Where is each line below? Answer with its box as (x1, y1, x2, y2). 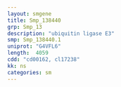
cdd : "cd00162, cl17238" (7, 56, 80, 63)
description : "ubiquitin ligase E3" (7, 29, 115, 37)
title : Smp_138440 (7, 17, 61, 24)
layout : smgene (7, 10, 52, 18)
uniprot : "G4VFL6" (7, 43, 61, 50)
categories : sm (7, 69, 52, 76)
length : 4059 (7, 50, 49, 57)
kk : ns (7, 62, 27, 69)
